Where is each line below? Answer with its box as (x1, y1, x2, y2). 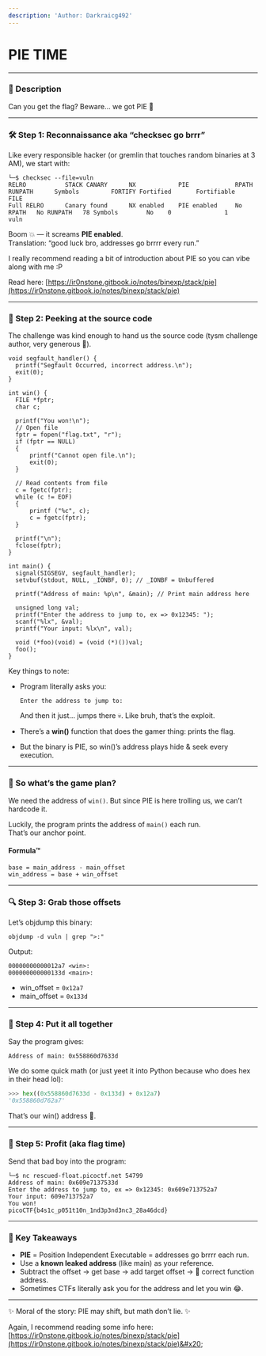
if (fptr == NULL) (15, 438, 77, 446)
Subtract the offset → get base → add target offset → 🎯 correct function (19, 1267, 255, 1276)
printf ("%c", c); (28, 507, 90, 515)
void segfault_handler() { (8, 355, 97, 363)
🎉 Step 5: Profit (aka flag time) (8, 1138, 126, 1149)
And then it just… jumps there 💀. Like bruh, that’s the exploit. (19, 711, 215, 720)
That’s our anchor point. (8, 828, 86, 838)
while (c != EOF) (15, 493, 73, 501)
